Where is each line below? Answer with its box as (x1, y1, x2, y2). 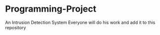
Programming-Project (5, 3, 96, 15)
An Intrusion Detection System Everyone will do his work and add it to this (5, 19, 156, 25)
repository (5, 24, 26, 30)
